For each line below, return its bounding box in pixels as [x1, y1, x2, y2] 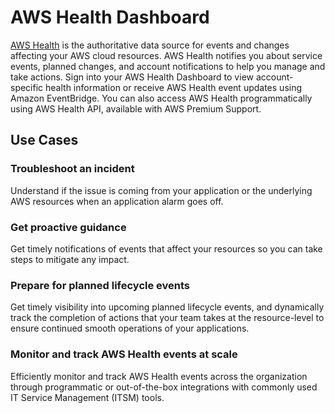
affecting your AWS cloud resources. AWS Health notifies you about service [10, 49, 323, 61]
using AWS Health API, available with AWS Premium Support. [10, 102, 262, 115]
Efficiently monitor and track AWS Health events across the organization [10, 370, 308, 382]
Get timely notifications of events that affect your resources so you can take [10, 242, 323, 255]
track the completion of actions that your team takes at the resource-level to [10, 312, 325, 324]
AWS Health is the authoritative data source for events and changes [10, 39, 290, 51]
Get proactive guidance [10, 220, 127, 234]
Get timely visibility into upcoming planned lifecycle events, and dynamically [10, 301, 325, 313]
